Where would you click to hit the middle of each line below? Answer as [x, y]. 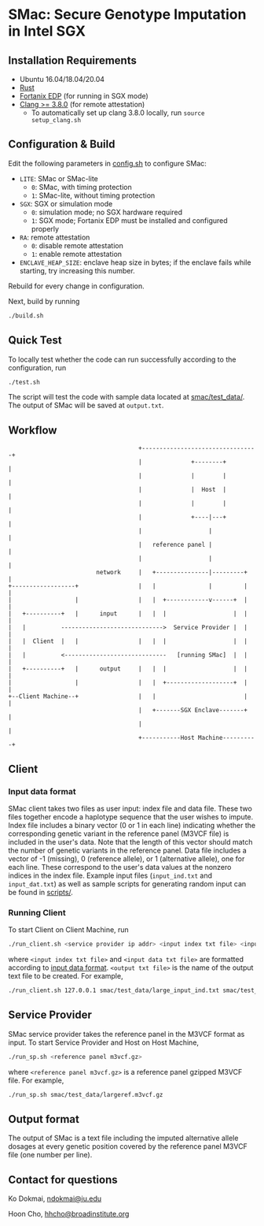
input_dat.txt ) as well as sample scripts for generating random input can [127, 883]
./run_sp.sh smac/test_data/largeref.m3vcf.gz [86, 1094]
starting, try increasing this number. [77, 270]
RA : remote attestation [55, 237]
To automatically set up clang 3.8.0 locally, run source [118, 113]
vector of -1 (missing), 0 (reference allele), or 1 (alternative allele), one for [126, 858]
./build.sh [26, 316]
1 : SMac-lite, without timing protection [93, 195]
